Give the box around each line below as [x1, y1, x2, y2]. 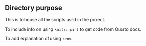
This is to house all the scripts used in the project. [5, 16, 106, 22]
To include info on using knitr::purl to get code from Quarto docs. [5, 26, 141, 32]
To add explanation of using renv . [5, 35, 73, 41]
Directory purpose [5, 4, 63, 12]
